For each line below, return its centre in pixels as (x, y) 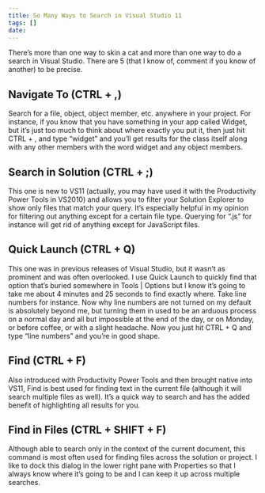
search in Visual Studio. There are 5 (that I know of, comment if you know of (132, 61)
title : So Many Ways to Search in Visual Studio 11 (95, 15)
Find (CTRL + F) (47, 361)
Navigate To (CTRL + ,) (65, 95)
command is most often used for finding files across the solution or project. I (132, 457)
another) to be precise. (45, 70)
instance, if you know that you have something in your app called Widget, (128, 122)
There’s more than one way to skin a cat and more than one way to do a (125, 53)
